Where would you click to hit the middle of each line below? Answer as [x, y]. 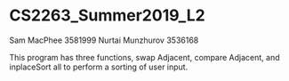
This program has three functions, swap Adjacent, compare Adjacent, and [144, 57]
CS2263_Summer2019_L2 [108, 16]
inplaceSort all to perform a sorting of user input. [99, 67]
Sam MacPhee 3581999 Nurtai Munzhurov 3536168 [104, 40]
